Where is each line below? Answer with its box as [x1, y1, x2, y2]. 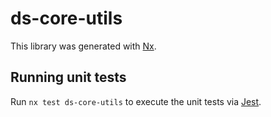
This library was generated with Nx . [10, 40, 157, 52]
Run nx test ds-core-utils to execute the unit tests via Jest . [10, 95, 262, 107]
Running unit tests [10, 69, 127, 86]
